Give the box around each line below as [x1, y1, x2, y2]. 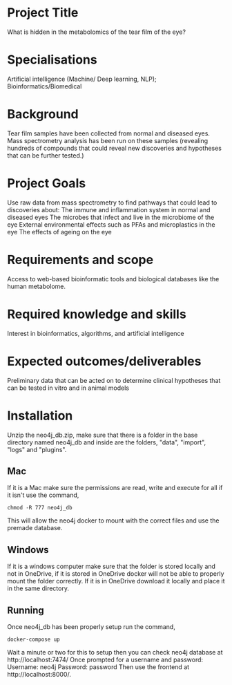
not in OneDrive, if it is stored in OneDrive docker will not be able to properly [7, 570, 224, 578]
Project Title [7, 5, 79, 21]
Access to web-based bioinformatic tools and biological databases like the [7, 274, 220, 283]
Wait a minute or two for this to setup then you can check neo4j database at [7, 648, 223, 656]
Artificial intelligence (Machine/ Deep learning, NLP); [7, 75, 157, 83]
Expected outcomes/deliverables [7, 353, 202, 369]
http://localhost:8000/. [7, 670, 71, 678]
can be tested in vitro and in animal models [7, 384, 130, 392]
